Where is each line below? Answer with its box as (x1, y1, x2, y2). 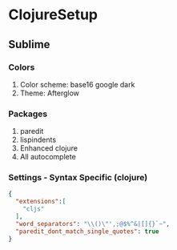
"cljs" (22, 205, 45, 213)
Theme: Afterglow (19, 88, 80, 98)
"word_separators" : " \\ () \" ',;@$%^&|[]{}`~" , (15, 220, 171, 228)
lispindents (19, 135, 57, 145)
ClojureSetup (8, 6, 99, 24)
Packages (8, 108, 48, 119)
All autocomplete (19, 152, 76, 162)
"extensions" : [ (15, 198, 66, 206)
